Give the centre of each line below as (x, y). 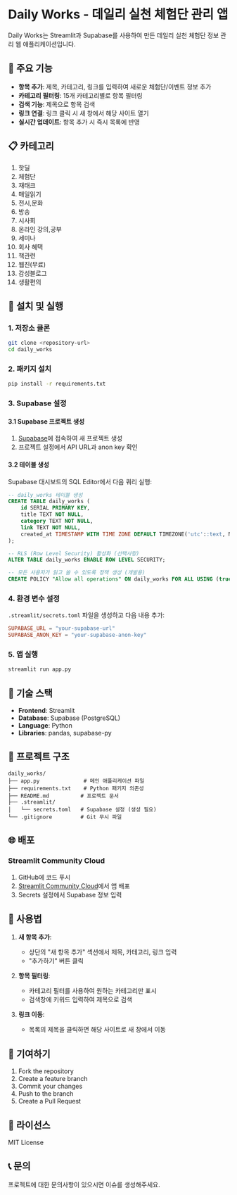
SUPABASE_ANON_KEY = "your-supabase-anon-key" (77, 635)
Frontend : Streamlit (46, 711)
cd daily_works (30, 350)
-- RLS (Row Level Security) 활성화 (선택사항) (74, 553)
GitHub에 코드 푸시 (44, 877)
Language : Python (45, 726)
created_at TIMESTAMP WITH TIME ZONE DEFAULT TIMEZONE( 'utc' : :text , (123, 534)
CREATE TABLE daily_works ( (49, 501)
